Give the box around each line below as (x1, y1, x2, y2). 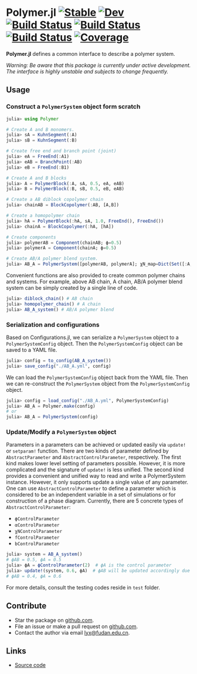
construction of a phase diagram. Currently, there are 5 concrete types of (6, 497, 184, 505)
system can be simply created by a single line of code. (6, 284, 138, 291)
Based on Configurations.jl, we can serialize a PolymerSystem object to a (6, 334, 179, 341)
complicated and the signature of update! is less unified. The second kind (6, 466, 184, 473)
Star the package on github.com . (14, 616, 94, 623)
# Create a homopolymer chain (6, 213, 80, 219)
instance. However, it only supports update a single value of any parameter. (6, 479, 189, 486)
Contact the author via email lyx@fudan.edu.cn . (14, 629, 130, 636)
